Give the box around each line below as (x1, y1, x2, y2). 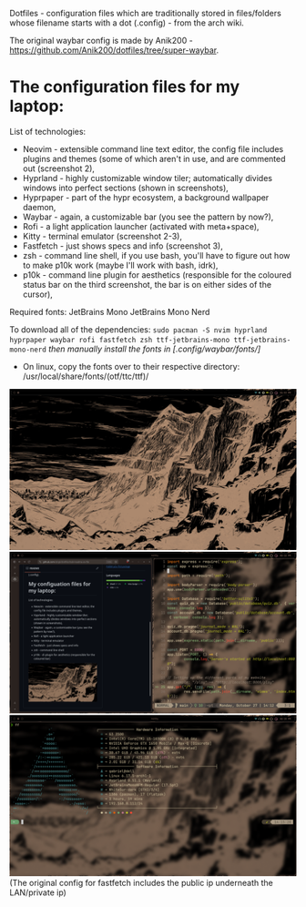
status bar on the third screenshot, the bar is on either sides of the (22, 279, 271, 290)
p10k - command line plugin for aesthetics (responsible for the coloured (22, 269, 292, 280)
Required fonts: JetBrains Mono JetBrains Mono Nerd (9, 306, 210, 317)
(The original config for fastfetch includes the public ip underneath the (9, 878, 273, 889)
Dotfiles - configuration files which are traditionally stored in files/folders (9, 8, 282, 18)
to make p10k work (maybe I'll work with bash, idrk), (22, 260, 219, 270)
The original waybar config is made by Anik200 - (9, 36, 193, 46)
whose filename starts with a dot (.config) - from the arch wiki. (9, 17, 244, 28)
